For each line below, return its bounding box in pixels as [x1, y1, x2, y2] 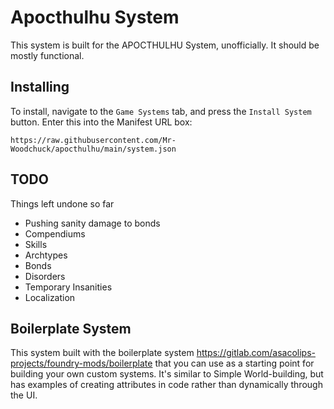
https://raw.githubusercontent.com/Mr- [10, 135, 177, 145]
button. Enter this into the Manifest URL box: [10, 116, 193, 128]
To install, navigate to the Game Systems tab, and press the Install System [10, 105, 312, 117]
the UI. [10, 389, 38, 401]
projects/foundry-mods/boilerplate [10, 357, 153, 370]
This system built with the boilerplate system [10, 347, 195, 359]
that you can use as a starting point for [154, 357, 315, 370]
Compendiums [24, 227, 86, 240]
